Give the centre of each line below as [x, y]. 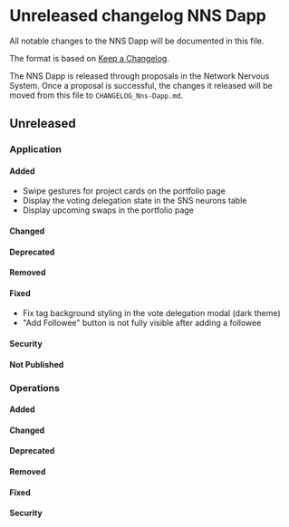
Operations [35, 388]
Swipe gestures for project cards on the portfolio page [124, 191]
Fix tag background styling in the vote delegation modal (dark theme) [151, 313]
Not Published [37, 364]
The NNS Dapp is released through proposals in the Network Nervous [140, 76]
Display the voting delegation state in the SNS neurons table [135, 201]
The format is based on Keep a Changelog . [89, 58]
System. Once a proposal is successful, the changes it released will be [141, 85]
